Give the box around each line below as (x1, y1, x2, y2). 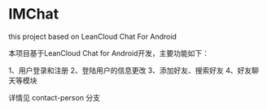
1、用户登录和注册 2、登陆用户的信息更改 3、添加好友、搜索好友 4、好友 (8, 66, 252, 75)
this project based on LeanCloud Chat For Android (8, 32, 177, 41)
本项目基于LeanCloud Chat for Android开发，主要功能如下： (8, 48, 210, 57)
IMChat (8, 5, 59, 23)
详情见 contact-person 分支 (8, 92, 100, 102)
